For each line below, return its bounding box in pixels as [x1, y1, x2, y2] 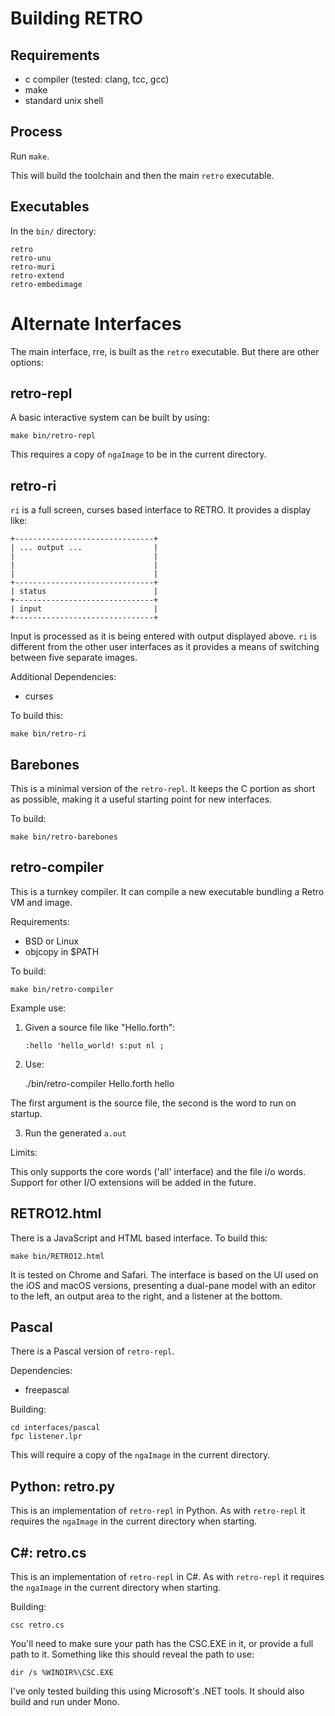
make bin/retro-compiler [10, 984, 114, 994]
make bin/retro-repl [10, 431, 97, 441]
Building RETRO [10, 7, 144, 30]
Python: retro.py [10, 1478, 116, 1495]
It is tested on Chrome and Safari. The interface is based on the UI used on [10, 1268, 319, 1281]
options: [10, 356, 45, 368]
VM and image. [10, 896, 73, 908]
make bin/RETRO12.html [10, 1251, 105, 1261]
